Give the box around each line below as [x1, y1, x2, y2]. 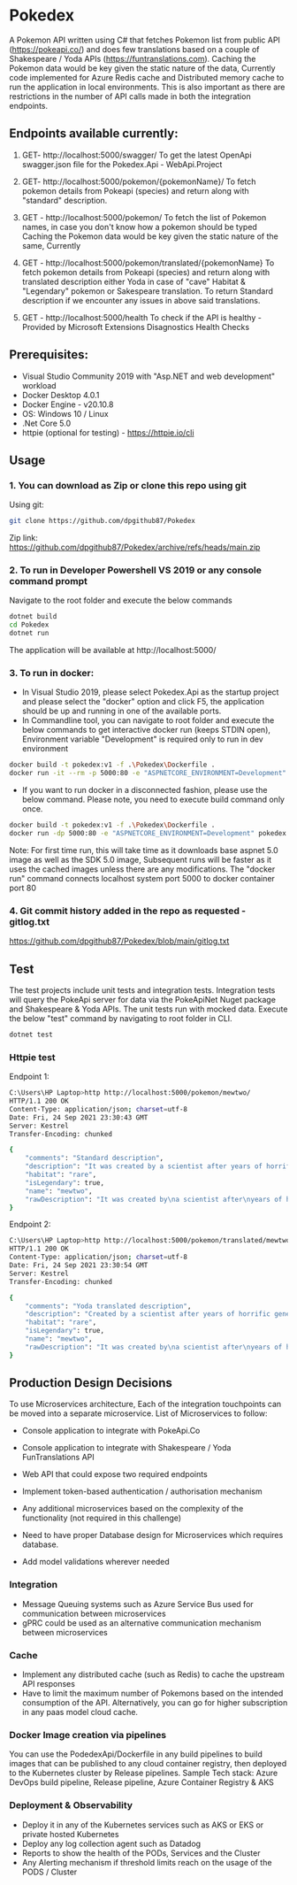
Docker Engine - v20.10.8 [21, 399, 114, 410]
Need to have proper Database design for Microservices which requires [21, 1530, 284, 1541]
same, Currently [21, 240, 81, 250]
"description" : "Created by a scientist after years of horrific [25, 1310, 271, 1319]
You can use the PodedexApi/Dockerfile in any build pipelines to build [9, 1749, 263, 1759]
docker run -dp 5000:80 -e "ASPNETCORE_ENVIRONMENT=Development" [9, 828, 255, 837]
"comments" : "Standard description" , [25, 1154, 164, 1163]
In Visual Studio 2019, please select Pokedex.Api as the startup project [21, 687, 279, 697]
